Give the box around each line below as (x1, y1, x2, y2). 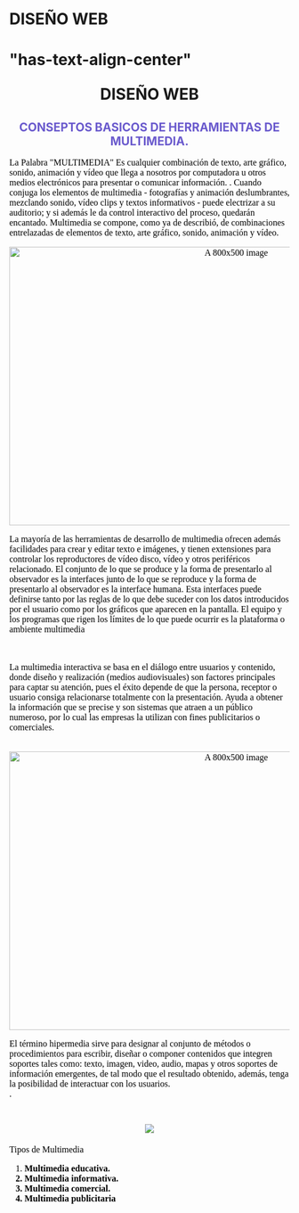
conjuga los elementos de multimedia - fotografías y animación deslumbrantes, (9, 187, 290, 198)
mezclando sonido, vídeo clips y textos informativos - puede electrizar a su (9, 197, 276, 209)
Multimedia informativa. (24, 1173, 119, 1184)
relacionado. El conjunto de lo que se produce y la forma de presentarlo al (9, 564, 272, 575)
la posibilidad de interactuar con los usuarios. (9, 1078, 171, 1089)
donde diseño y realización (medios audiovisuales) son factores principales (9, 672, 276, 683)
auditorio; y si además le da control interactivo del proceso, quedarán (9, 208, 255, 218)
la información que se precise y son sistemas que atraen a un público (9, 702, 254, 713)
